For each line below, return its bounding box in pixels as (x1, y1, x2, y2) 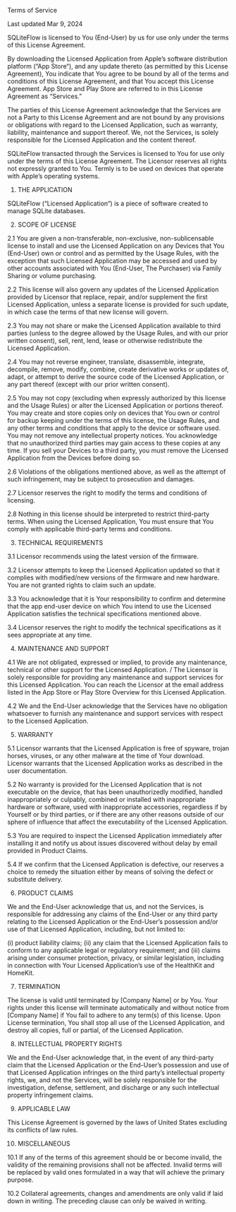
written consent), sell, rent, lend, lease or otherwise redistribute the (7, 337, 203, 344)
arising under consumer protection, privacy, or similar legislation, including (7, 954, 224, 962)
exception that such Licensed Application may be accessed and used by (7, 257, 218, 265)
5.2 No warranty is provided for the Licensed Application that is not (7, 780, 202, 788)
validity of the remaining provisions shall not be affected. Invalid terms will (7, 1160, 223, 1169)
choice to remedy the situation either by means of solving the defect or (7, 868, 213, 876)
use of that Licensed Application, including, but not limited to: (7, 925, 185, 933)
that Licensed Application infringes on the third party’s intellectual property (7, 1069, 225, 1076)
